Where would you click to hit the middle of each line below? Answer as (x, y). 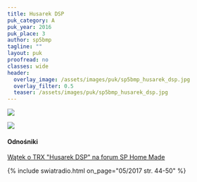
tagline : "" (25, 47)
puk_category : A (31, 20)
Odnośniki (23, 141)
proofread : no (28, 60)
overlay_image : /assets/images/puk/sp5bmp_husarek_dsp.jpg (102, 79)
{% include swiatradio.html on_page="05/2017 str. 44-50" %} (97, 171)
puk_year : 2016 (30, 27)
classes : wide (28, 66)
